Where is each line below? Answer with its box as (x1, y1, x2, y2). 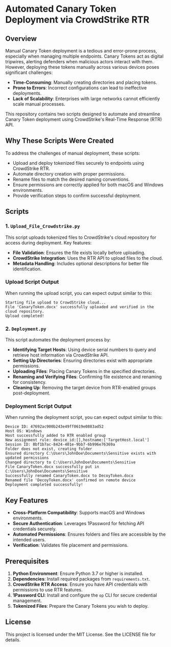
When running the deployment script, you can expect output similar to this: (5, 414, 163, 420)
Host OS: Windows (5, 429, 42, 434)
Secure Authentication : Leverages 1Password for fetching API (12, 520, 144, 527)
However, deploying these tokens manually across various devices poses (5, 64, 159, 70)
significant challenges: (5, 69, 53, 76)
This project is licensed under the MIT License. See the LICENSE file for (5, 631, 156, 637)
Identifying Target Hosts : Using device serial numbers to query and (12, 346, 156, 353)
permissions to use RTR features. (12, 587, 83, 593)
